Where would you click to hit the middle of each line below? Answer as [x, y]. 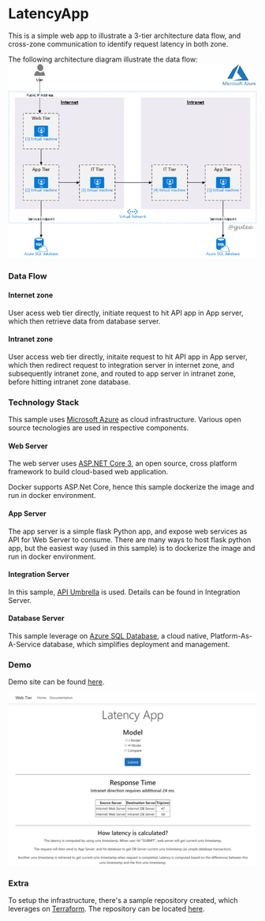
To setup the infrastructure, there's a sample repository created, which [123, 900]
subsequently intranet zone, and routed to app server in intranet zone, [122, 373]
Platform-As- [231, 635]
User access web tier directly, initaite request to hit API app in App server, [128, 357]
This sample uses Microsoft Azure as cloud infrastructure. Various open [125, 420]
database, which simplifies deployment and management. [136, 644]
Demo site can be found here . [56, 682]
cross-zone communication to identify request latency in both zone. [118, 43]
